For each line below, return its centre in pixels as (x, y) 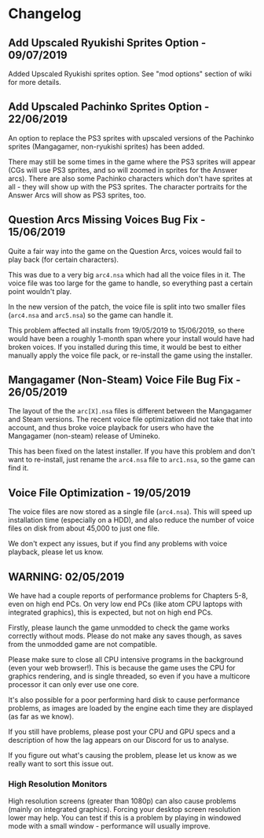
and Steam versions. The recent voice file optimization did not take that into (130, 419)
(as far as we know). (41, 717)
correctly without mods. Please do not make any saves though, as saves (125, 636)
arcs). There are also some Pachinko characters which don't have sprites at (130, 178)
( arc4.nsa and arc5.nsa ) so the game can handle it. (91, 314)
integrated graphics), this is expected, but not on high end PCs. (111, 612)
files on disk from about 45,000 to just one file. (84, 528)
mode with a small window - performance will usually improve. (109, 826)
